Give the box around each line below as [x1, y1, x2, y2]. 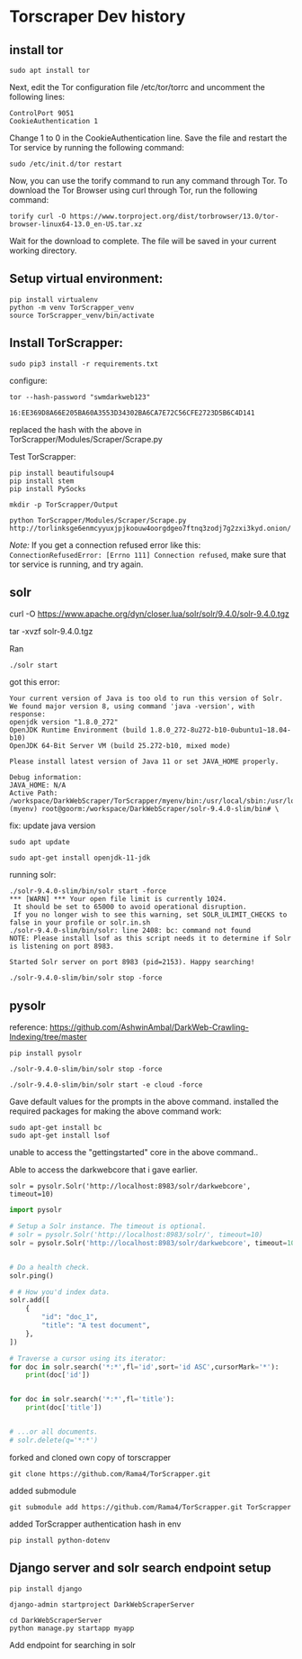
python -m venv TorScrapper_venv [9, 303, 135, 312]
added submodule [9, 1485, 76, 1496]
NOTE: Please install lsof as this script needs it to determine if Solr [9, 934, 292, 943]
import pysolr [9, 1206, 63, 1215]
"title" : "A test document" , [41, 1321, 151, 1330]
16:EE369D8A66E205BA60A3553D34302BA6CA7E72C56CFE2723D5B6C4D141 [9, 408, 255, 417]
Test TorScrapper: [9, 451, 76, 461]
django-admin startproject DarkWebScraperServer [9, 1600, 195, 1609]
